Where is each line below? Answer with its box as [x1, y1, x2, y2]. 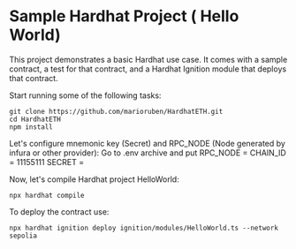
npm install [9, 122, 53, 132]
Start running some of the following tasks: [9, 90, 162, 101]
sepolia [9, 231, 38, 240]
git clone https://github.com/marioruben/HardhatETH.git [9, 107, 224, 116]
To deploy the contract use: [9, 206, 110, 217]
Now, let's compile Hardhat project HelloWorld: [9, 174, 179, 185]
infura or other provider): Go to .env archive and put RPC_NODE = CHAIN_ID [9, 147, 287, 158]
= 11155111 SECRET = [9, 156, 85, 167]
